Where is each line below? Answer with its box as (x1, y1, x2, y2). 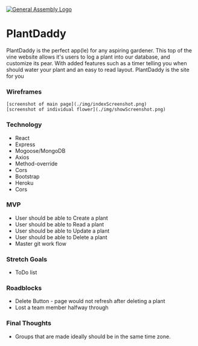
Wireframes (6, 88, 42, 96)
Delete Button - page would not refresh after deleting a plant (14, 298, 165, 305)
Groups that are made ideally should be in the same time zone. (14, 333, 171, 340)
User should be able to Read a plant (14, 220, 104, 228)
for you (6, 72, 24, 80)
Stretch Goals (6, 255, 47, 263)
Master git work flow (14, 240, 66, 247)
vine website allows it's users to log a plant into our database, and (6, 53, 170, 60)
